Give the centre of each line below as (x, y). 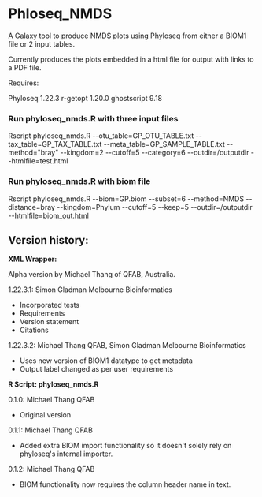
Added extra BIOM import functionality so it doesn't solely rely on (125, 446)
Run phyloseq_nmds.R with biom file (79, 181)
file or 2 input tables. (42, 43)
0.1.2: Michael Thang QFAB (52, 469)
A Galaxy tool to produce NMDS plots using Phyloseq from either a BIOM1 (127, 35)
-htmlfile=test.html (38, 161)
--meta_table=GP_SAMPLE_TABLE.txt (164, 144)
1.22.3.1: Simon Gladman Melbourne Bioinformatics (90, 290)
